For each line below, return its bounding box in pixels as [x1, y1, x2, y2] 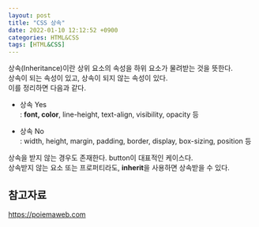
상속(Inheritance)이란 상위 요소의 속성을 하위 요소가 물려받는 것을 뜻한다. [8, 64, 233, 73]
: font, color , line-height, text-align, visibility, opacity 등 [19, 110, 200, 119]
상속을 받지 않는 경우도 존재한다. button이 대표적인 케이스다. [8, 153, 193, 162]
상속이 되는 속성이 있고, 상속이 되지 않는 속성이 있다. [8, 73, 168, 83]
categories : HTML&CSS [8, 33, 80, 42]
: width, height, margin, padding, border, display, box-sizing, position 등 [19, 136, 252, 146]
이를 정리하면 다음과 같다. [8, 84, 87, 93]
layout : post [8, 11, 51, 20]
